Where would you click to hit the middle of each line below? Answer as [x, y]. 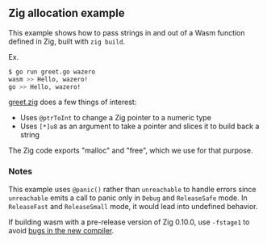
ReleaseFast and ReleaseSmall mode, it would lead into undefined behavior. [133, 206]
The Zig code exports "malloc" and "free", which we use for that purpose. [131, 151]
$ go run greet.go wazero [52, 72]
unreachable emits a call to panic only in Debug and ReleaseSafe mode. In [128, 198]
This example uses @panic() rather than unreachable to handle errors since [132, 189]
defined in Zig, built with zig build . [67, 41]
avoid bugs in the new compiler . [61, 230]
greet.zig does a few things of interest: [73, 102]
